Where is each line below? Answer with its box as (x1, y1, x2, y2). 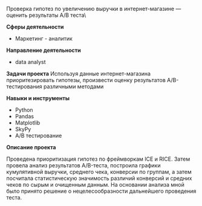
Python (15, 106, 33, 114)
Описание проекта (6, 144, 56, 150)
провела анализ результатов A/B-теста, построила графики (6, 162, 161, 169)
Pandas (15, 113, 34, 120)
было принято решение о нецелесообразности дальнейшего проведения (6, 187, 197, 195)
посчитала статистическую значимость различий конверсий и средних (6, 175, 192, 182)
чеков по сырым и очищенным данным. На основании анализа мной (6, 181, 184, 188)
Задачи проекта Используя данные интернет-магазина (6, 70, 151, 77)
